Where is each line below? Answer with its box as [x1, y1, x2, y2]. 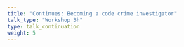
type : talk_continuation [7, 23, 80, 30]
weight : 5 [7, 29, 37, 37]
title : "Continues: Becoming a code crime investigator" [7, 10, 178, 17]
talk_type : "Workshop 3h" [7, 17, 83, 23]
